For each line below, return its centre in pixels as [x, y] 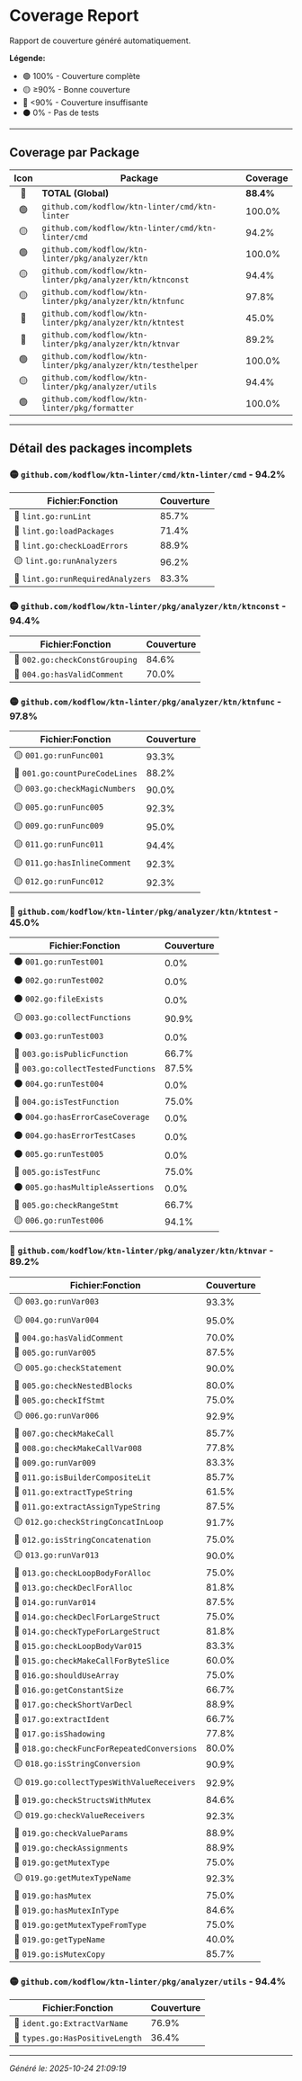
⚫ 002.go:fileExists [59, 999]
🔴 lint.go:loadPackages [64, 531]
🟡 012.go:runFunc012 [59, 881]
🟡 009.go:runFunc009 [59, 826]
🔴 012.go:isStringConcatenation [82, 1539]
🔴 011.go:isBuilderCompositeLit [82, 1476]
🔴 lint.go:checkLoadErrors [71, 545]
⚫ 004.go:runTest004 [59, 1083]
